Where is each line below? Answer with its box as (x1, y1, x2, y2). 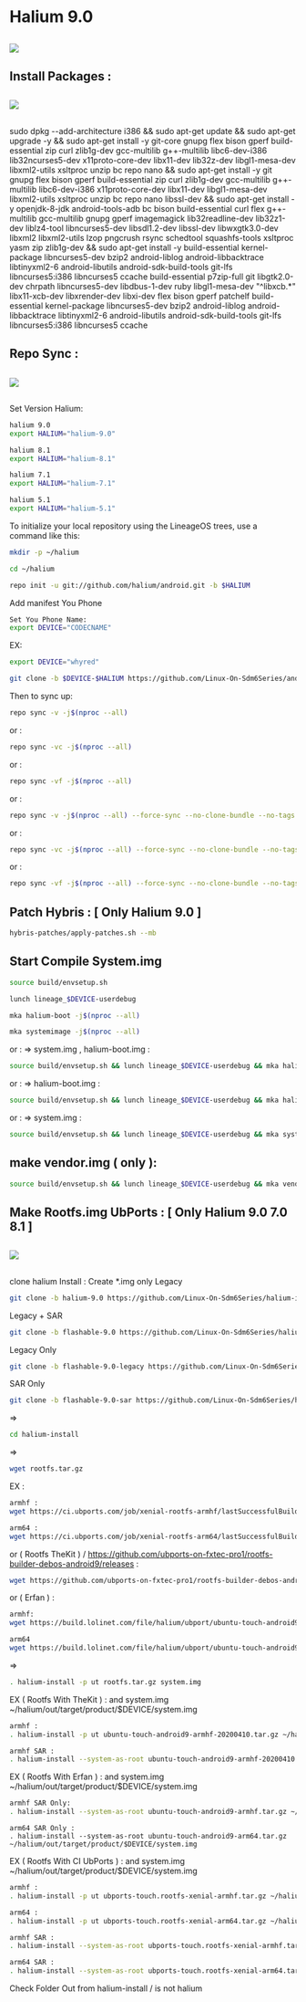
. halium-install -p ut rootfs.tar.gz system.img (9, 1677, 202, 1686)
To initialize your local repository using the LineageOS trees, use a (9, 520, 258, 531)
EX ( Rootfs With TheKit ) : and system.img (9, 1693, 169, 1704)
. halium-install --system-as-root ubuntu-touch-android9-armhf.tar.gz (9, 1808, 287, 1817)
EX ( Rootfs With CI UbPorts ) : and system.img (9, 1856, 185, 1867)
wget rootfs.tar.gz (9, 1464, 84, 1473)
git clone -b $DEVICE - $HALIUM (9, 674, 125, 684)
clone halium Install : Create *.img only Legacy (9, 1275, 183, 1286)
